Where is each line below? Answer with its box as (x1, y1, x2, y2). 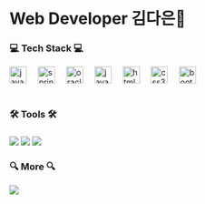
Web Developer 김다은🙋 (9, 8, 186, 29)
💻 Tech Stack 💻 (9, 42, 83, 55)
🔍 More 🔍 (9, 160, 56, 173)
